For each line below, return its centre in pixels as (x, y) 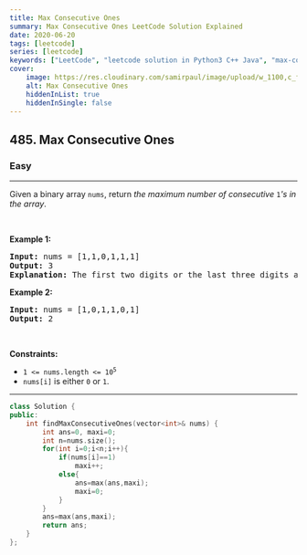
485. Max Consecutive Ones (92, 139)
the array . (28, 204)
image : (38, 78)
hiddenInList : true (63, 94)
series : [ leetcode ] (47, 52)
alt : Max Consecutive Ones (77, 86)
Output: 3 (31, 266)
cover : (22, 69)
